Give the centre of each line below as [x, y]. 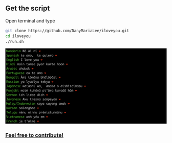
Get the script [28, 8]
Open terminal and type [30, 20]
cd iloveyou [18, 36]
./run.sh [15, 41]
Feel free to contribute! [35, 135]
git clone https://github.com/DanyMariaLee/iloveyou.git [67, 31]
